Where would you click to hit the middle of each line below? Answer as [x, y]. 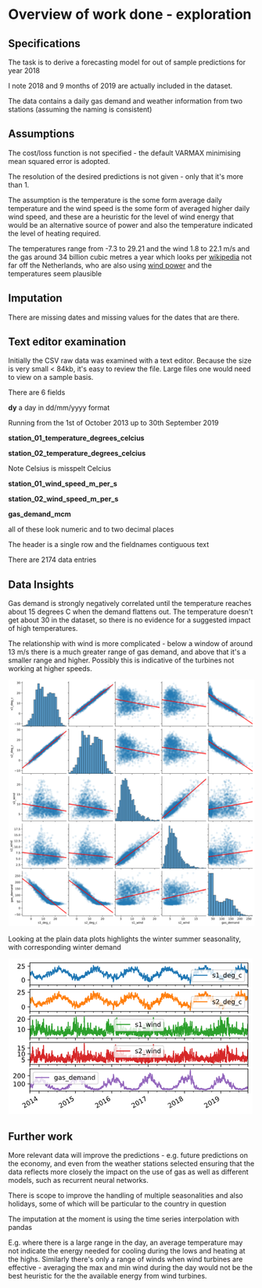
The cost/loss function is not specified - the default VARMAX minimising [124, 153]
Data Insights [41, 584]
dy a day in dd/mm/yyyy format [59, 408]
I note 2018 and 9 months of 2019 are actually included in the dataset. [120, 86]
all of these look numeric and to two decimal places [91, 529]
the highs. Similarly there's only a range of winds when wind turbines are [126, 1259]
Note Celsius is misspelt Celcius [60, 469]
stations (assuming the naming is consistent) [80, 109]
